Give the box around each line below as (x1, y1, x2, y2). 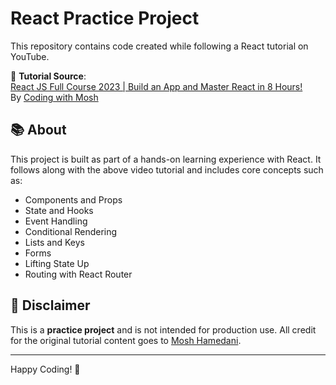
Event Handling (24, 215, 88, 227)
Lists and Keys (24, 236, 85, 248)
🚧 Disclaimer (10, 297, 91, 314)
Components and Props (24, 193, 123, 206)
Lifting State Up (24, 257, 90, 269)
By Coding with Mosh (10, 91, 99, 103)
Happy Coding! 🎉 (10, 363, 81, 375)
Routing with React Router (24, 268, 133, 280)
